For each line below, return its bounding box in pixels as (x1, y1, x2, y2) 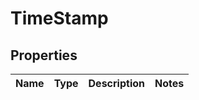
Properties (10, 47, 78, 64)
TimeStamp (10, 7, 109, 30)
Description (88, 77, 145, 90)
